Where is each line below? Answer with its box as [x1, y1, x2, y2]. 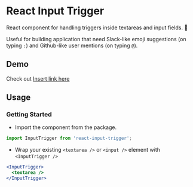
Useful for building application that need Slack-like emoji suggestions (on [6, 35, 186, 42]
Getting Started [6, 111, 52, 119]
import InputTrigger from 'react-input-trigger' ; [6, 136, 133, 142]
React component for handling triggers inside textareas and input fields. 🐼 [6, 24, 188, 31]
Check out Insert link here [6, 75, 70, 82]
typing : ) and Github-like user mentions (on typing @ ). [6, 42, 138, 49]
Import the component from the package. [14, 124, 117, 131]
